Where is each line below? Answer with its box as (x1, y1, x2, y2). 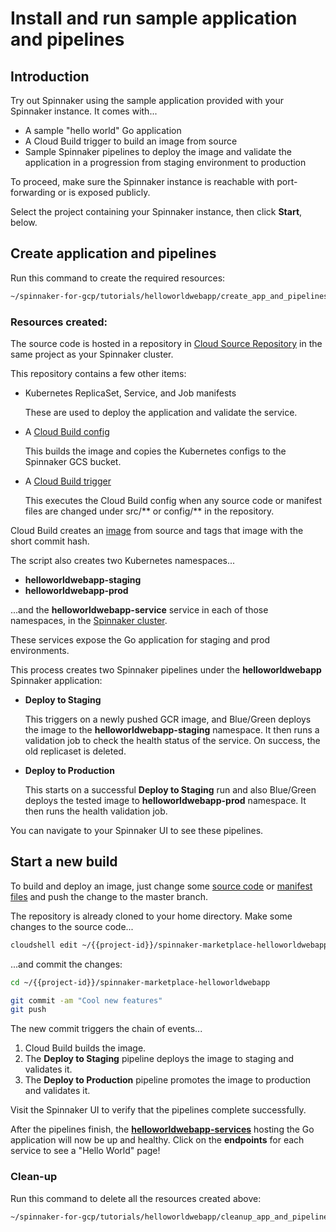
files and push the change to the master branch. (10, 890, 208, 902)
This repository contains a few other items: (10, 367, 187, 379)
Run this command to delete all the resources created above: (10, 1192, 262, 1204)
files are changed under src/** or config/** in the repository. (24, 505, 275, 517)
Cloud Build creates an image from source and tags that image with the (10, 524, 304, 536)
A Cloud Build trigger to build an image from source (24, 135, 238, 147)
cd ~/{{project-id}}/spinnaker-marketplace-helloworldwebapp (10, 977, 271, 987)
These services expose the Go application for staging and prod (10, 633, 271, 646)
